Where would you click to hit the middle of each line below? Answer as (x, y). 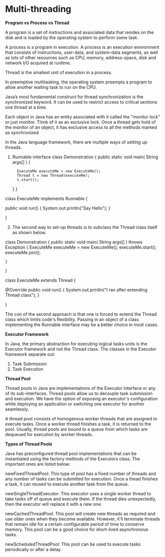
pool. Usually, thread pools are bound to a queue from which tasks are (76, 429)
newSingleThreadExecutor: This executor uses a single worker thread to (78, 493)
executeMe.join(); (23, 252)
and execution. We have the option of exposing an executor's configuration (81, 399)
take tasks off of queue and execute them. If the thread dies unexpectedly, (81, 499)
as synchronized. (23, 132)
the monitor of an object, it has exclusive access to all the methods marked (81, 127)
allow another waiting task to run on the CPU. (51, 87)
